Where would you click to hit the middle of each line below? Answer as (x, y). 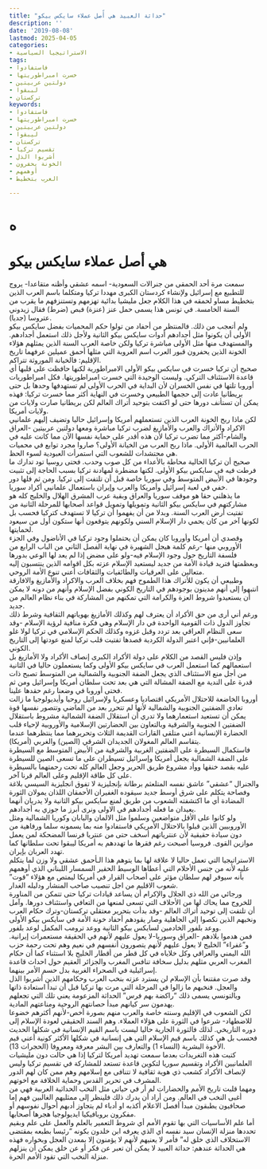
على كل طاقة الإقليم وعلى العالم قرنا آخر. (70, 775)
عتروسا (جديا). (31, 317)
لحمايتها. (21, 529)
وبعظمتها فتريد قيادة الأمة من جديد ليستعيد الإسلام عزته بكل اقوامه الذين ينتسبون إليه (134, 563)
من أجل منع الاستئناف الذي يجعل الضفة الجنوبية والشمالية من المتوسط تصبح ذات (128, 673)
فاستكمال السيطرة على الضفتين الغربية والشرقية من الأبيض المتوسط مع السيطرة (130, 750)
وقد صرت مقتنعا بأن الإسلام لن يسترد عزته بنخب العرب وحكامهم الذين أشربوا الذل (130, 978)
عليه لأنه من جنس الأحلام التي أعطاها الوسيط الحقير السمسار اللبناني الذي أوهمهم (130, 868)
